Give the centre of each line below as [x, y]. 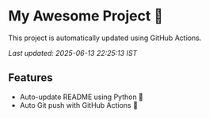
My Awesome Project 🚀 [86, 16]
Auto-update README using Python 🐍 [82, 97]
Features [30, 78]
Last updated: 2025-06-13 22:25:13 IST [73, 53]
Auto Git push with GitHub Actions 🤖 [79, 105]
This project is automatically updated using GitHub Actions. [105, 38]
